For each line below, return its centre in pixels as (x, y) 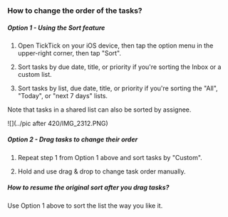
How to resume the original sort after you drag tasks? (88, 188)
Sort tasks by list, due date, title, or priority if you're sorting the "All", (118, 88)
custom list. (35, 74)
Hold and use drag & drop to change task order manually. (102, 171)
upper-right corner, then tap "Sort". (69, 53)
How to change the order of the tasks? (75, 11)
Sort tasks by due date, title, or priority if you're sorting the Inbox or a (119, 67)
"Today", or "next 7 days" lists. (63, 95)
